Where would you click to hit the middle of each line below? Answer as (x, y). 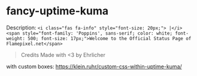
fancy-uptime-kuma (57, 11)
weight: (16, 38)
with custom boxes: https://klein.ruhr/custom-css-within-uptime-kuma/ (94, 66)
